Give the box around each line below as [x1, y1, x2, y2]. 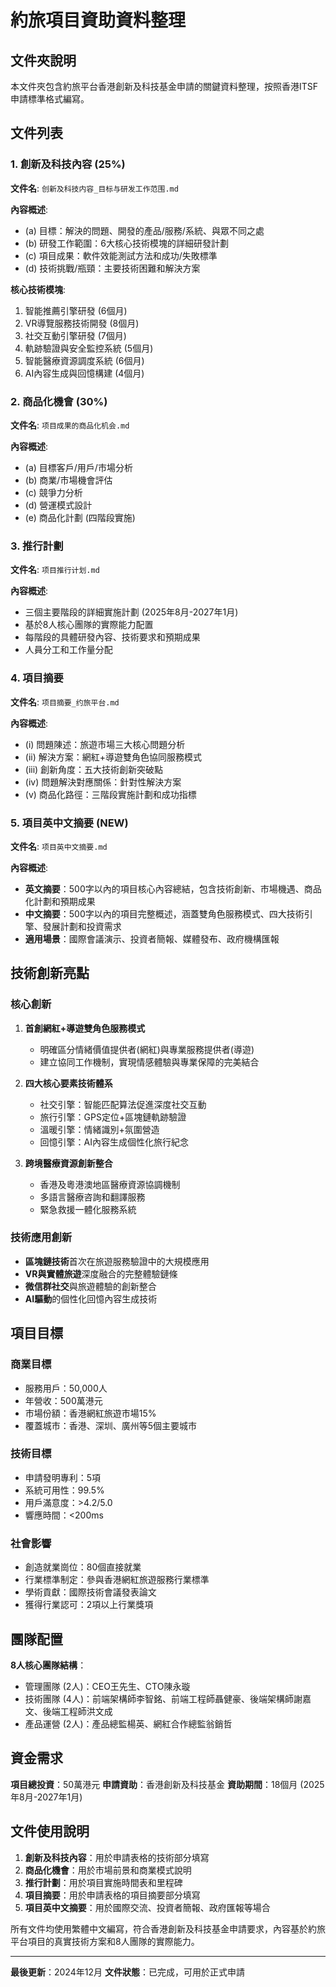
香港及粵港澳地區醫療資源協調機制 [39, 1178, 181, 1190]
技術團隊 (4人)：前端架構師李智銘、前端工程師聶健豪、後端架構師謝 [24, 1692, 303, 1705]
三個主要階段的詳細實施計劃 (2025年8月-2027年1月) [24, 606, 239, 618]
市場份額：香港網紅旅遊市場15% [24, 1407, 157, 1419]
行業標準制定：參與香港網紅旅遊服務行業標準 [24, 1574, 210, 1586]
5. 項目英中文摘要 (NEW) [10, 816, 129, 830]
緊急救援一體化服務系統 [39, 1203, 137, 1215]
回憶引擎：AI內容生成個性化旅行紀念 [39, 1136, 190, 1148]
